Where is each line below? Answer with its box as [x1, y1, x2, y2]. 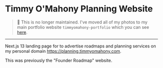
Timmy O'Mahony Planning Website [5, 3, 153, 14]
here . [16, 29, 28, 35]
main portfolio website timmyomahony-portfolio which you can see [16, 24, 149, 30]
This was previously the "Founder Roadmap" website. [5, 57, 113, 63]
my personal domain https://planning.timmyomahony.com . [5, 48, 122, 54]
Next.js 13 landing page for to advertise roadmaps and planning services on [5, 43, 156, 49]
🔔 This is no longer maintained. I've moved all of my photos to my [16, 19, 148, 25]
